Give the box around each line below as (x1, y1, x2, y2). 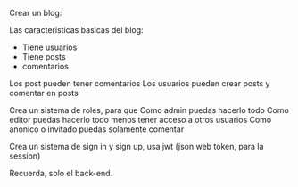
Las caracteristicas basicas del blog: (9, 25, 145, 35)
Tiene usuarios (21, 42, 78, 53)
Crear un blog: (9, 8, 62, 18)
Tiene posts (21, 52, 66, 61)
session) (9, 150, 41, 161)
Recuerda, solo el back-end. (9, 168, 113, 178)
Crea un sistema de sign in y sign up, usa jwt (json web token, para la (9, 142, 264, 151)
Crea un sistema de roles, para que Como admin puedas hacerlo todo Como (9, 105, 290, 115)
